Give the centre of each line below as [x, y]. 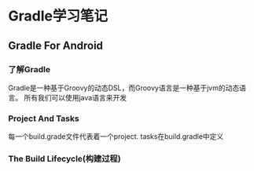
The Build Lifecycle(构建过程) [64, 159]
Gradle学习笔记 [58, 16]
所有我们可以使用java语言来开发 [75, 97]
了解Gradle [29, 69]
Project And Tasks [44, 118]
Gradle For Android [56, 45]
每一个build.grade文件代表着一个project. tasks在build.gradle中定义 [116, 136]
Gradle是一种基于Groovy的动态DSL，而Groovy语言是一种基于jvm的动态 [124, 88]
